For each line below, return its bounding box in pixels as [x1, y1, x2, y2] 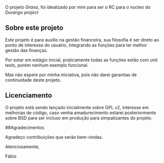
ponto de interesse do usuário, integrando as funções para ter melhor [5, 42, 148, 48]
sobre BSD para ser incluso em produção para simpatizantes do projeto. [5, 115, 153, 121]
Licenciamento [5, 91, 52, 100]
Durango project [5, 9, 39, 15]
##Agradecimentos [5, 124, 45, 130]
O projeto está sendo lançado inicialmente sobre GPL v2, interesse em [5, 104, 149, 110]
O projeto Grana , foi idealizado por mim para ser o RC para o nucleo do [5, 4, 151, 10]
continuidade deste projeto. [5, 77, 61, 83]
